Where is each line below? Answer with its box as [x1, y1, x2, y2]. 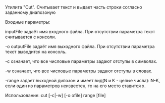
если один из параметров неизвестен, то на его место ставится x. [5, 83, 146, 89]
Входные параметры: [5, 19, 51, 25]
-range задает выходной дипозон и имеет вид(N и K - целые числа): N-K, [5, 78, 160, 83]
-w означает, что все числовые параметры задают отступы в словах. [5, 68, 153, 74]
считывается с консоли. [5, 34, 56, 40]
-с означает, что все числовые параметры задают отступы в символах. [5, 58, 158, 64]
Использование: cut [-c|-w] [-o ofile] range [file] [5, 93, 106, 98]
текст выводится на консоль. [5, 49, 67, 54]
